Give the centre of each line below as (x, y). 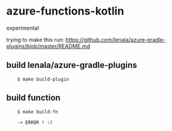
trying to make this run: (35, 39)
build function (33, 98)
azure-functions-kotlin (65, 11)
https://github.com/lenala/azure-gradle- (115, 39)
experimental (23, 28)
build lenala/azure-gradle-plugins (72, 65)
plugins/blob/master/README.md (48, 46)
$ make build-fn (38, 112)
